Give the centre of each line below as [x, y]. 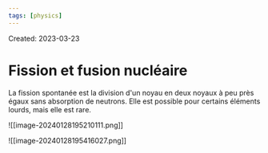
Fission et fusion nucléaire [98, 71]
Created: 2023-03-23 [44, 38]
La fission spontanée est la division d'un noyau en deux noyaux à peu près [131, 92]
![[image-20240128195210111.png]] [66, 125]
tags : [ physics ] [35, 16]
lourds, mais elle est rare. [50, 109]
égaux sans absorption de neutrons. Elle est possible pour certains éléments [134, 101]
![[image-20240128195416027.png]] [67, 140]
